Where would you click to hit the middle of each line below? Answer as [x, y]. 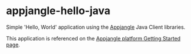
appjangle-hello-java [58, 11]
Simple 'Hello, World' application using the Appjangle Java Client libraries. [96, 27]
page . [13, 45]
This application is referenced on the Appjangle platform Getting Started [93, 38]
